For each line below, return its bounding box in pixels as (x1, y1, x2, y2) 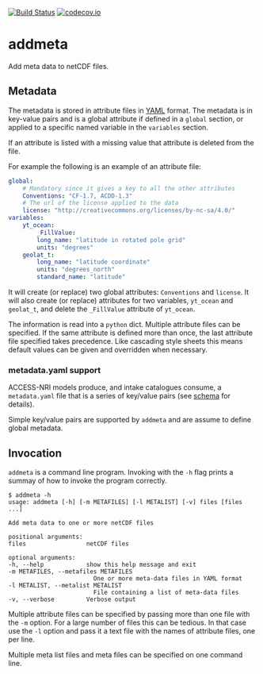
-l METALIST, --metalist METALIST (8, 582, 123, 590)
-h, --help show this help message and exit (8, 560, 196, 569)
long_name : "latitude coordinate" (36, 258, 151, 266)
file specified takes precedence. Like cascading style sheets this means (8, 337, 243, 345)
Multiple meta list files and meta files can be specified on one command (8, 650, 243, 660)
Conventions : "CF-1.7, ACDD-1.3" (22, 191, 133, 200)
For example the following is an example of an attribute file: (8, 161, 202, 171)
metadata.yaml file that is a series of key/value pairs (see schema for (8, 391, 231, 401)
